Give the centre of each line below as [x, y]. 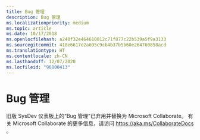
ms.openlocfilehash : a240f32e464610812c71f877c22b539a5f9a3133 [86, 39]
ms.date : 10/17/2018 [32, 34]
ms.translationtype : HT [36, 51]
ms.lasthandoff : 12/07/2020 [41, 61]
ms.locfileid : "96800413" [38, 67]
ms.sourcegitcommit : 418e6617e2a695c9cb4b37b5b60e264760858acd [86, 45]
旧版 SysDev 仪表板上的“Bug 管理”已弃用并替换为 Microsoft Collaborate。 [96, 116]
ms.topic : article [29, 28]
